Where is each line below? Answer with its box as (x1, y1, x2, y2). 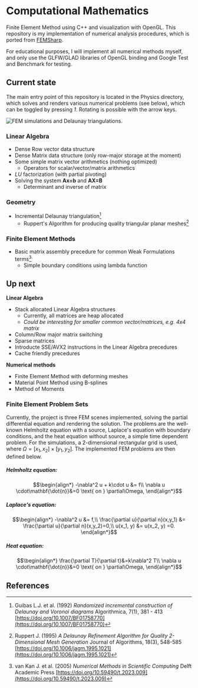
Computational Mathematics (6, 4, 149, 18)
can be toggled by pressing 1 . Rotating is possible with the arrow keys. (6, 105, 177, 113)
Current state (6, 78, 57, 88)
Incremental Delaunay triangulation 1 (14, 211, 102, 220)
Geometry (6, 198, 36, 206)
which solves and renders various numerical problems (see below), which (6, 99, 186, 107)
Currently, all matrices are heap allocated (23, 312, 124, 319)
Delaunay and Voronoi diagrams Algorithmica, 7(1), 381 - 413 (14, 608, 163, 615)
